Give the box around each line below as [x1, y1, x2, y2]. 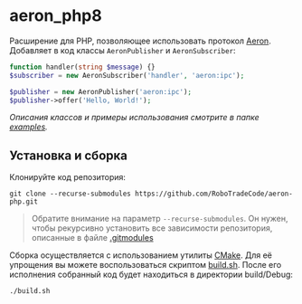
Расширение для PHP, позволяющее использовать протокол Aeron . [9, 35, 271, 46]
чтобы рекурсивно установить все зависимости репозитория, [31, 223, 273, 233]
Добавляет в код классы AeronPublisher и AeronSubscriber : [9, 44, 236, 55]
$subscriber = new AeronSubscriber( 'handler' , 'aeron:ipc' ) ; [9, 71, 245, 80]
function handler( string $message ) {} [9, 62, 156, 71]
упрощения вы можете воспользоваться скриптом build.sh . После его [9, 260, 282, 271]
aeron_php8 [9, 5, 102, 26]
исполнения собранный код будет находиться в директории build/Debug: [9, 269, 294, 280]
